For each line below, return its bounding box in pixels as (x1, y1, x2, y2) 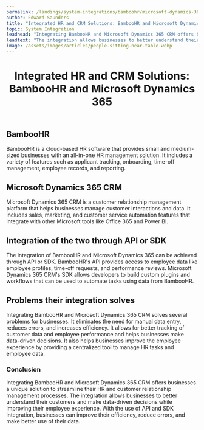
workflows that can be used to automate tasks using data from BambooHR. (6, 277, 194, 285)
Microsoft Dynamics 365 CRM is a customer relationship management (6, 198, 182, 206)
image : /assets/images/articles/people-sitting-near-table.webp (6, 43, 172, 49)
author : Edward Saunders (6, 15, 69, 21)
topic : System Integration (6, 26, 75, 32)
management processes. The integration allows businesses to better (6, 392, 178, 399)
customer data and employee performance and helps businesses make (6, 330, 184, 338)
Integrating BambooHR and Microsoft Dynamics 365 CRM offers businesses (6, 379, 196, 386)
